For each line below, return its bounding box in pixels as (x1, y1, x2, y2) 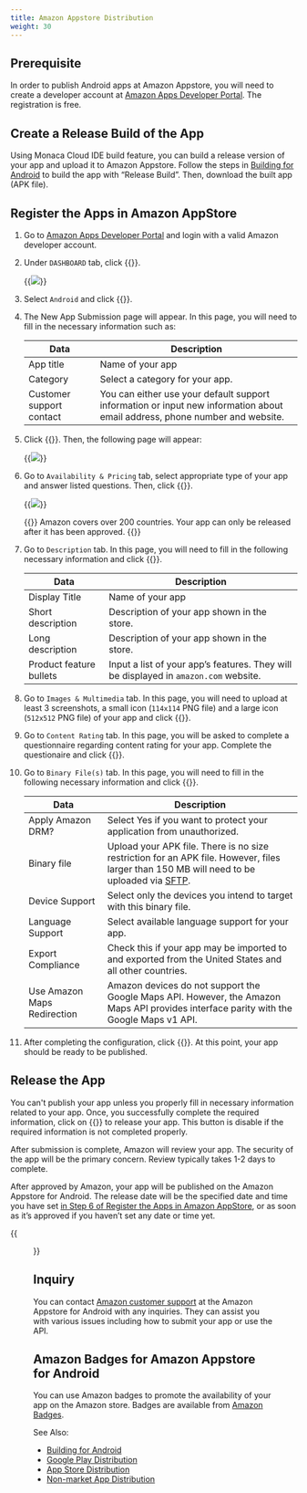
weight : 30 (10, 22, 52, 31)
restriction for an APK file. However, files (107, 851, 281, 863)
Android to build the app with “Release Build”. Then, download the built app (10, 170, 292, 181)
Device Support (27, 894, 96, 907)
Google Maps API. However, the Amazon (107, 990, 281, 1003)
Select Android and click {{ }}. (23, 293, 133, 304)
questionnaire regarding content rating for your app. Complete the (23, 739, 272, 750)
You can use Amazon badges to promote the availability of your (33, 1390, 271, 1401)
